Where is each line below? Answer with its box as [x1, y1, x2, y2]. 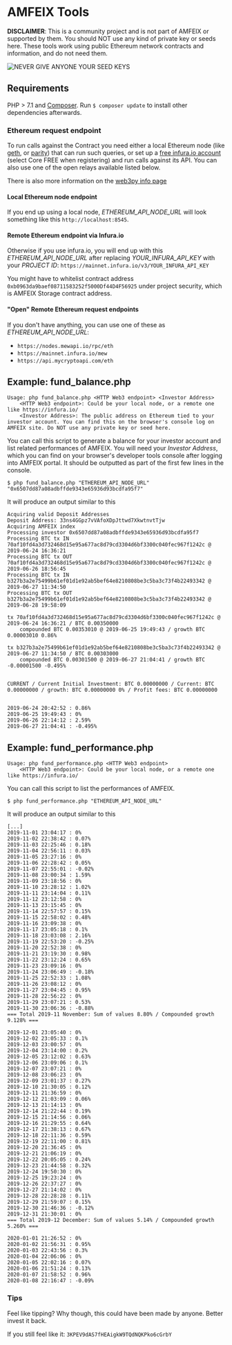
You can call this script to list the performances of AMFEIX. [7, 785, 175, 793]
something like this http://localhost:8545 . [7, 215, 129, 223]
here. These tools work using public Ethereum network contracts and [7, 42, 204, 50]
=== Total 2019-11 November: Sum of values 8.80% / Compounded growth [7, 1011, 215, 1018]
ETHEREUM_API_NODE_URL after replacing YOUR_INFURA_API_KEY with [7, 254, 215, 262]
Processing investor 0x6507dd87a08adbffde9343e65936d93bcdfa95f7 [7, 529, 199, 536]
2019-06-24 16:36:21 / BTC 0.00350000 [7, 620, 119, 627]
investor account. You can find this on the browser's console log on [7, 419, 215, 426]
